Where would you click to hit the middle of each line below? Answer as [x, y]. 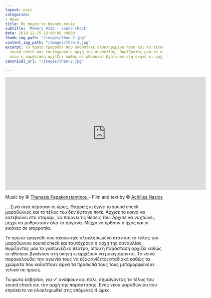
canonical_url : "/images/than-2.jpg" [45, 61]
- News [12, 19]
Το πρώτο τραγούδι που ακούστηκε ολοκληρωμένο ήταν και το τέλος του [82, 238]
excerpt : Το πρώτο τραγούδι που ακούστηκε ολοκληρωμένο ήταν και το [78, 47]
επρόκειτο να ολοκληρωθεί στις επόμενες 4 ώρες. [58, 290]
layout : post [19, 10]
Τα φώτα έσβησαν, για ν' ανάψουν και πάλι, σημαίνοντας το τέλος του [80, 279]
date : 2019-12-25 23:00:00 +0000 [40, 33]
